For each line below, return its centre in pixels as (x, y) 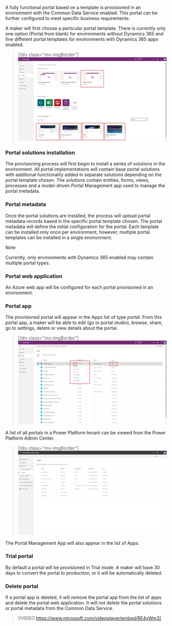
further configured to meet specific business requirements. (68, 18)
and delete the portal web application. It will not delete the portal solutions (83, 603)
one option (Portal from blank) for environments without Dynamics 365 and (84, 34)
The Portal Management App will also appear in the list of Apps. (72, 543)
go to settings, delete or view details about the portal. (62, 328)
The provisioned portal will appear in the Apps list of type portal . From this (84, 317)
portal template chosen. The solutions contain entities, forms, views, (77, 180)
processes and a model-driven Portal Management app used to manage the (85, 186)
